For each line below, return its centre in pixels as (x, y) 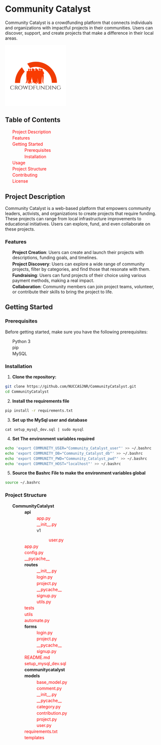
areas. (11, 38)
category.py (49, 707)
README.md (37, 657)
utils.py (44, 602)
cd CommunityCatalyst (27, 392)
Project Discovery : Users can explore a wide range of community (78, 264)
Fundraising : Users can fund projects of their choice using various (79, 275)
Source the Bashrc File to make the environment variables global (79, 473)
